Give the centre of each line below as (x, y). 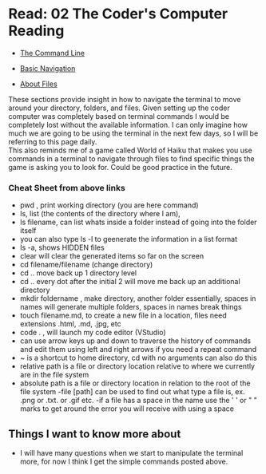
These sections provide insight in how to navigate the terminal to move (125, 99)
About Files (38, 84)
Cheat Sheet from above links (67, 188)
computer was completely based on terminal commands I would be (119, 116)
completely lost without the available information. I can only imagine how (128, 124)
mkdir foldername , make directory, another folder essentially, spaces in (138, 298)
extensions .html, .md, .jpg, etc (70, 324)
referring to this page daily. (53, 141)
